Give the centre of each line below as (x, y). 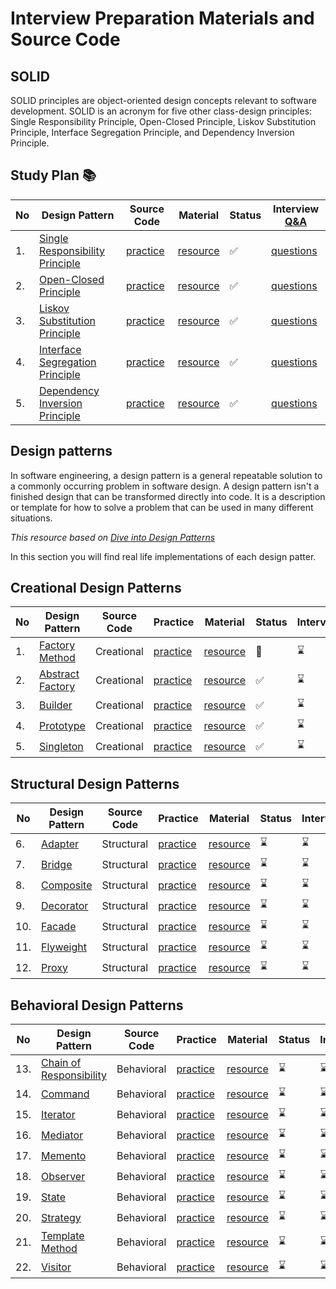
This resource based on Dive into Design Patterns (113, 537)
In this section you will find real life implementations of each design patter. (163, 556)
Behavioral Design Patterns (97, 1005)
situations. (31, 518)
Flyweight (64, 947)
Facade (59, 926)
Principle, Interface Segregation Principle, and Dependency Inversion (152, 132)
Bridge (57, 864)
